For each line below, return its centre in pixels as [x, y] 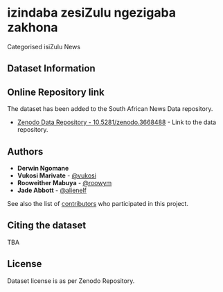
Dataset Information [51, 68]
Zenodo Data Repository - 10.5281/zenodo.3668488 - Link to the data [117, 122]
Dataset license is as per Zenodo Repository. [71, 281]
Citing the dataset [47, 226]
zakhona [33, 27]
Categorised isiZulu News [44, 46]
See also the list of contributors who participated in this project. [98, 203]
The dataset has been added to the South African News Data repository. [110, 109]
